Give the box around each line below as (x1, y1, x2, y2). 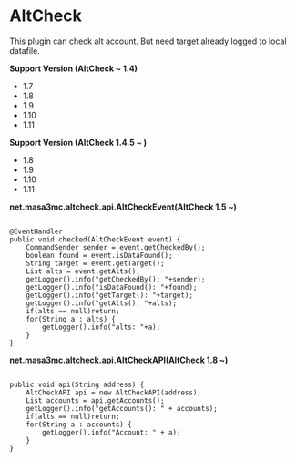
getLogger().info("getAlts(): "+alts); (26, 298, 178, 308)
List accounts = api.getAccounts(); (26, 395, 166, 405)
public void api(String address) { (9, 380, 145, 389)
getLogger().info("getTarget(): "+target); (26, 291, 194, 300)
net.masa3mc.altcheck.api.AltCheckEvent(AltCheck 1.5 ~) (9, 201, 237, 212)
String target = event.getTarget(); (26, 259, 166, 268)
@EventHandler (9, 227, 64, 236)
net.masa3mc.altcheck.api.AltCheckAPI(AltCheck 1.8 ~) (9, 354, 229, 365)
